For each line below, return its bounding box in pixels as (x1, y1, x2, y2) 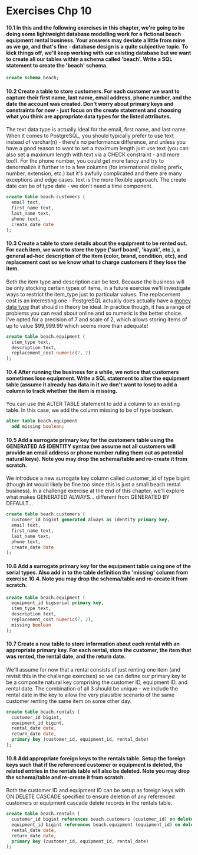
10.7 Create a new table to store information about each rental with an (6, 640, 180, 647)
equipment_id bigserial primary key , (11, 600, 104, 606)
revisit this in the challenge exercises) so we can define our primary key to (6, 672, 187, 679)
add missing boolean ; (11, 424, 65, 430)
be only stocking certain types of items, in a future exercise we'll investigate (6, 284, 191, 291)
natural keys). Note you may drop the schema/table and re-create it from (6, 455, 187, 462)
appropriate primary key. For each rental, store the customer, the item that (6, 647, 192, 654)
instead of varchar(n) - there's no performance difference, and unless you (6, 138, 186, 146)
